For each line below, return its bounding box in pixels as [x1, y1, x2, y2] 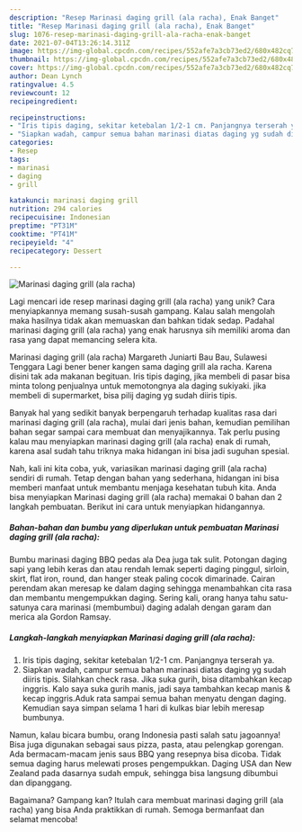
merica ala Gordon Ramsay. [9, 612, 111, 622]
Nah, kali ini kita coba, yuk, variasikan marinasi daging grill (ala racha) [9, 463, 268, 474]
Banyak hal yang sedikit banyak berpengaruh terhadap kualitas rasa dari [9, 407, 277, 418]
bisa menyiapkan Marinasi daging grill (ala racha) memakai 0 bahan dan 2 [9, 492, 283, 503]
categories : [9, 139, 54, 148]
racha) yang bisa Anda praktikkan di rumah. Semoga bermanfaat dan [9, 804, 265, 815]
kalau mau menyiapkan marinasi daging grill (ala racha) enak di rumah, [9, 436, 271, 447]
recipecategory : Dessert [9, 246, 102, 255]
